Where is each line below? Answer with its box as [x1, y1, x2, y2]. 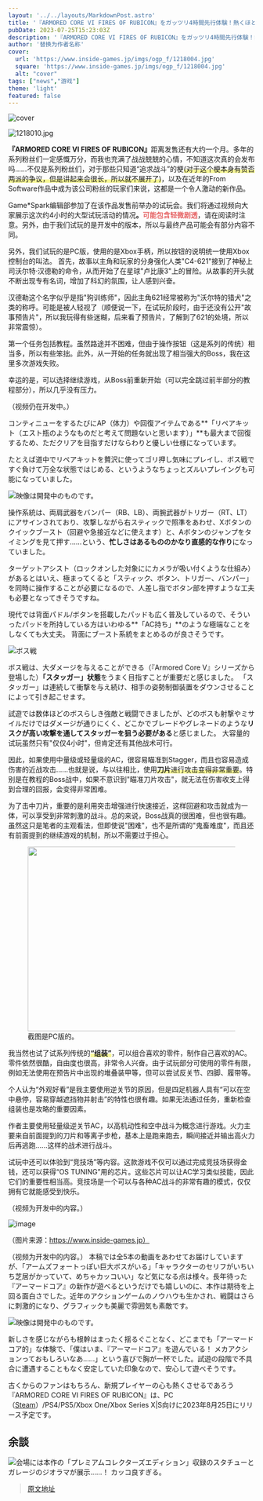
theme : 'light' [8, 84, 58, 93]
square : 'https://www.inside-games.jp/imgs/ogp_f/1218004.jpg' [15, 63, 225, 71]
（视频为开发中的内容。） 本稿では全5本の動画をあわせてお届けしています [8, 1252, 244, 1262]
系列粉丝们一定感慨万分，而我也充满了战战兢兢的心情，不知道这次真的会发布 [8, 155, 255, 164]
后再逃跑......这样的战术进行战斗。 [8, 1141, 117, 1150]
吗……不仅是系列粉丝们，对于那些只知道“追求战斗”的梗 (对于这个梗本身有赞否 [8, 164, 255, 173]
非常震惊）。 [8, 323, 46, 332]
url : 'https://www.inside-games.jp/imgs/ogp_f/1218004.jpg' [15, 56, 215, 64]
